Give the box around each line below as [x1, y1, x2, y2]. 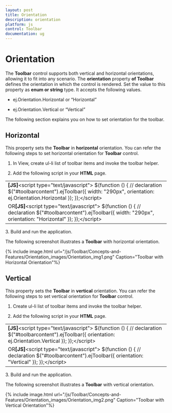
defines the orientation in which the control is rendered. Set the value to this [5, 81, 165, 87]
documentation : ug [5, 31, 45, 36]
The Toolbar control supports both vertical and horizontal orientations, [5, 70, 155, 76]
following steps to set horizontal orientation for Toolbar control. [5, 150, 139, 156]
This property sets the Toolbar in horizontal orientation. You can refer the [5, 144, 161, 151]
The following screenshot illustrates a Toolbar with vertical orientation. [5, 381, 155, 387]
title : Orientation [5, 12, 47, 17]
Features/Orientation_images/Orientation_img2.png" [5, 397, 116, 403]
